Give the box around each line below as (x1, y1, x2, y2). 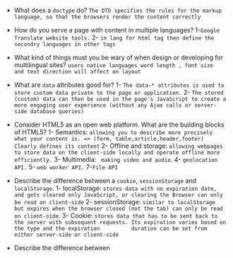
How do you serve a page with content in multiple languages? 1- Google (13, 26, 220, 34)
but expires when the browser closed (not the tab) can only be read (13, 205, 224, 212)
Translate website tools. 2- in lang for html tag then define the (13, 33, 215, 42)
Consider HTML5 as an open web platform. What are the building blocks (13, 120, 225, 129)
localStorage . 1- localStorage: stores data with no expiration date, (13, 184, 217, 192)
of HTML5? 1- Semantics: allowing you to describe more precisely (13, 128, 213, 136)
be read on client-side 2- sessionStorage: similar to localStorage (13, 198, 215, 206)
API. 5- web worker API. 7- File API (13, 163, 119, 171)
